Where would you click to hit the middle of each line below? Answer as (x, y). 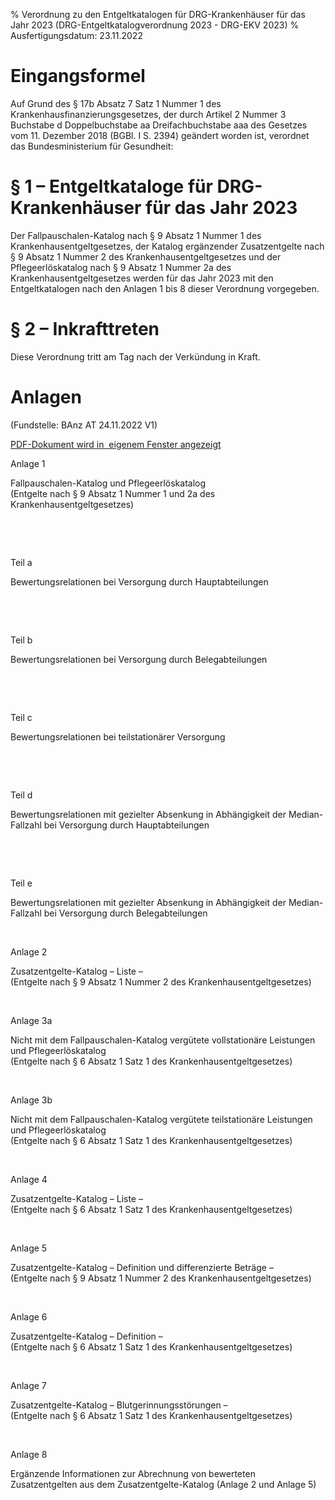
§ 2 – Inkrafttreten (85, 329)
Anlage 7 (28, 1385)
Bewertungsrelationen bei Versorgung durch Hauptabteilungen (139, 581)
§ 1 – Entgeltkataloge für (111, 186)
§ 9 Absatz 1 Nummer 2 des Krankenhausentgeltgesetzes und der (146, 256)
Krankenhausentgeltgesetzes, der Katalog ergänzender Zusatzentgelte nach (167, 246)
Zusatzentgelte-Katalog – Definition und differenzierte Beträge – (142, 1267)
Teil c (21, 717)
